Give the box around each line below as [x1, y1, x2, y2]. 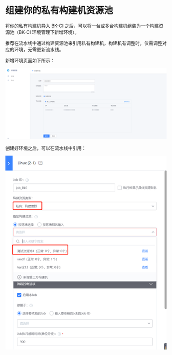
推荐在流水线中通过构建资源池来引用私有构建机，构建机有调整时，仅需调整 [5, 40, 162, 46]
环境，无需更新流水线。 [14, 46, 64, 52]
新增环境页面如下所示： [5, 57, 55, 63]
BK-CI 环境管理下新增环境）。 [18, 29, 79, 35]
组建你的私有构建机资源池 [5, 5, 114, 16]
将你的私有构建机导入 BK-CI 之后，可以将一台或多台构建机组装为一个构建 [5, 23, 159, 29]
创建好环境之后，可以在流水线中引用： [5, 145, 86, 152]
